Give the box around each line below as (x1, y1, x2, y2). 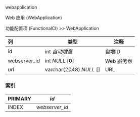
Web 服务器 (105, 58, 133, 64)
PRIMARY (8, 95, 31, 102)
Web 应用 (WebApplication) (5, 15, 62, 21)
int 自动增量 (44, 48, 73, 55)
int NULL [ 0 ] (44, 57, 74, 64)
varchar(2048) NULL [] (44, 66, 100, 73)
